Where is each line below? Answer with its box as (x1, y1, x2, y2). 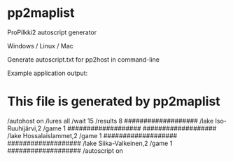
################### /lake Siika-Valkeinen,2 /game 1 (7, 139, 173, 147)
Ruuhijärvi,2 (7, 124, 42, 133)
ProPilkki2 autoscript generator (7, 28, 97, 36)
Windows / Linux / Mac (7, 41, 73, 50)
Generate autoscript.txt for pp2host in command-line (7, 55, 160, 64)
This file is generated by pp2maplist (7, 93, 220, 109)
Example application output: (7, 69, 88, 77)
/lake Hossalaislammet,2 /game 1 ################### (7, 131, 178, 140)
